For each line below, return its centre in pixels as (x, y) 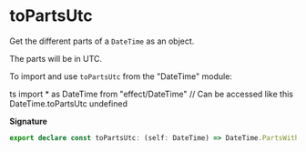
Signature (29, 121)
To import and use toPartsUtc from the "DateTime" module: (121, 76)
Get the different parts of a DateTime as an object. (102, 41)
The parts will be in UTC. (56, 58)
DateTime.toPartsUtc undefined (68, 103)
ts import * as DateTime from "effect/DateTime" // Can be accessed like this (152, 94)
